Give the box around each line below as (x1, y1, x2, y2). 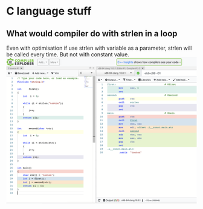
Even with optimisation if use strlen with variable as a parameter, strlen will (6, 44, 192, 51)
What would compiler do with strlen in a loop (6, 28, 178, 39)
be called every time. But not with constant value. (6, 51, 130, 58)
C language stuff (6, 4, 92, 18)
